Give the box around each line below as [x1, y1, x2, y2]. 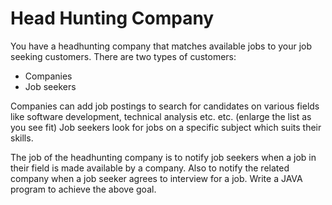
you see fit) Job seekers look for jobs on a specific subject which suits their [10, 121, 322, 133]
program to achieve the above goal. [10, 183, 157, 195]
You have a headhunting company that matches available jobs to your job [10, 40, 313, 52]
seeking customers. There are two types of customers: [10, 50, 237, 62]
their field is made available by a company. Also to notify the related [10, 162, 290, 174]
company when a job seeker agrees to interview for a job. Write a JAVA [10, 172, 303, 184]
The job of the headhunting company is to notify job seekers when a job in [10, 151, 317, 163]
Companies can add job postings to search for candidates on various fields [10, 100, 320, 112]
